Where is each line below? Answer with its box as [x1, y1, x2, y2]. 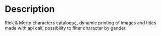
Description [5, 3, 55, 15]
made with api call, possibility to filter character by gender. [5, 25, 127, 31]
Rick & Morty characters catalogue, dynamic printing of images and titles [5, 20, 156, 26]
